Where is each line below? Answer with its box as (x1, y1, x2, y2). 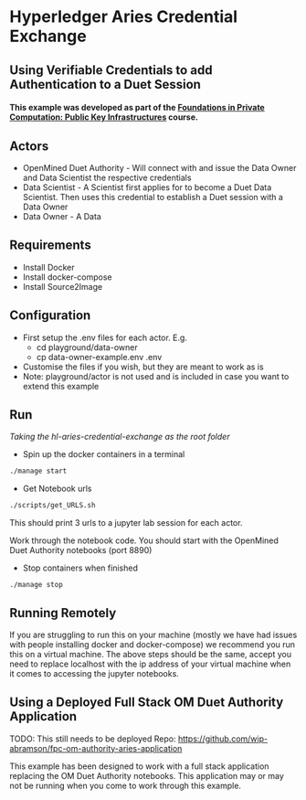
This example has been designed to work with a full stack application (9, 761, 269, 772)
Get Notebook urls (22, 483, 92, 495)
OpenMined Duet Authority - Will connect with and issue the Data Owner (22, 162, 297, 173)
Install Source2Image (22, 281, 103, 292)
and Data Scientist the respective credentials (22, 172, 192, 183)
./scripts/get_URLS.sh (9, 501, 96, 510)
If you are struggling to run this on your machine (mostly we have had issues (9, 629, 298, 640)
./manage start (9, 466, 68, 476)
